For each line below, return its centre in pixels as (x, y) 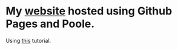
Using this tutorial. (28, 40)
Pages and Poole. (50, 24)
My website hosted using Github (89, 11)
